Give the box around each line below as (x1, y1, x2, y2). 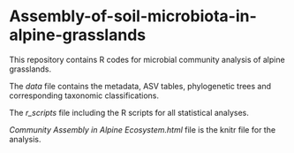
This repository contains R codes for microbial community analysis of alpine (9, 54, 285, 65)
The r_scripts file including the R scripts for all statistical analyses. (9, 107, 250, 118)
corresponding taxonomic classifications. (9, 90, 160, 101)
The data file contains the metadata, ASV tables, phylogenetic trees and (9, 80, 272, 91)
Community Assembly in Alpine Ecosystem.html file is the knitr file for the (9, 124, 276, 134)
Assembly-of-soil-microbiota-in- (9, 6, 258, 27)
